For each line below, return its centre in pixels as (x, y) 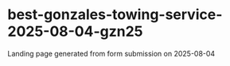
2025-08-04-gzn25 (76, 31)
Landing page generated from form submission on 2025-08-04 (111, 53)
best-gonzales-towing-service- (115, 15)
